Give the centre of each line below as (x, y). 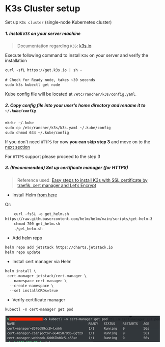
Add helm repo (27, 238)
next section (18, 147)
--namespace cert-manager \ (38, 281)
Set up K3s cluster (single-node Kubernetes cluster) (58, 22)
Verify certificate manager (39, 299)
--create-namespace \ (32, 286)
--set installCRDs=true (34, 291)
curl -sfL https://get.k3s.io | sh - (44, 70)
